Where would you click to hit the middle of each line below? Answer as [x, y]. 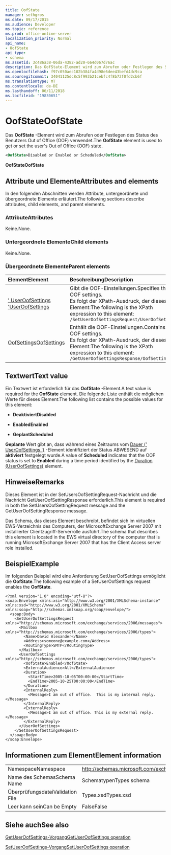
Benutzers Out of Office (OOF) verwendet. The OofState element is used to [84, 141]
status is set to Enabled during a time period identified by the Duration [79, 460]
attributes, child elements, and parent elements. [55, 204]
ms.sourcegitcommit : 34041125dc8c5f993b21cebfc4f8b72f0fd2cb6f [74, 77]
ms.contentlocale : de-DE [32, 86]
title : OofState [22, 10]
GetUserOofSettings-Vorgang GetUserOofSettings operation [68, 837]
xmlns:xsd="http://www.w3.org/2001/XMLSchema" [55, 605]
